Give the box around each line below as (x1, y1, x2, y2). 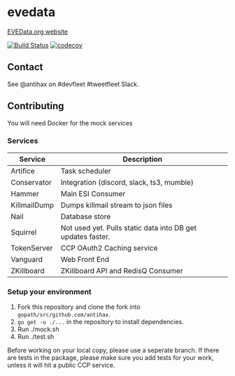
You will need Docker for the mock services (7, 118, 133, 127)
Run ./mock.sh (17, 325, 59, 333)
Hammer (10, 188, 40, 198)
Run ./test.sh (17, 333, 55, 341)
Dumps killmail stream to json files (60, 200, 173, 210)
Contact (7, 61, 43, 74)
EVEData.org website (7, 27, 69, 36)
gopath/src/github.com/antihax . (17, 310, 111, 319)
